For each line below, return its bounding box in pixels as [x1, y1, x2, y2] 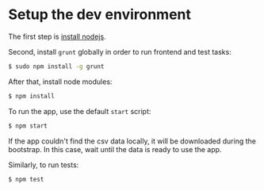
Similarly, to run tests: [8, 160, 79, 170]
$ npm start [8, 121, 48, 130]
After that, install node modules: [8, 77, 113, 86]
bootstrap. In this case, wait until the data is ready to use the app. [8, 144, 222, 154]
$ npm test [8, 175, 44, 183]
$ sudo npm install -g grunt [8, 62, 105, 71]
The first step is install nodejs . [8, 32, 106, 41]
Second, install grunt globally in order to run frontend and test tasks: [8, 47, 231, 56]
